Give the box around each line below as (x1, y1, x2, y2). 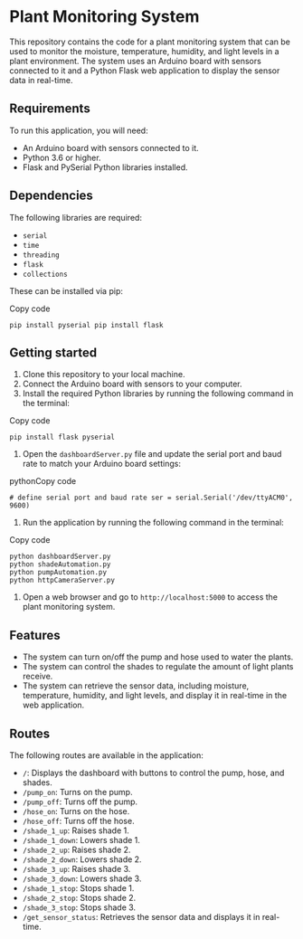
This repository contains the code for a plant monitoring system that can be (9, 36, 291, 47)
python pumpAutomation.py (9, 568, 107, 577)
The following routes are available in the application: (9, 750, 204, 761)
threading (22, 251, 61, 260)
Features (9, 627, 61, 643)
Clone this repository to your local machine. (22, 369, 185, 380)
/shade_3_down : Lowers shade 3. (22, 873, 142, 884)
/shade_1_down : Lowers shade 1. (22, 835, 140, 845)
